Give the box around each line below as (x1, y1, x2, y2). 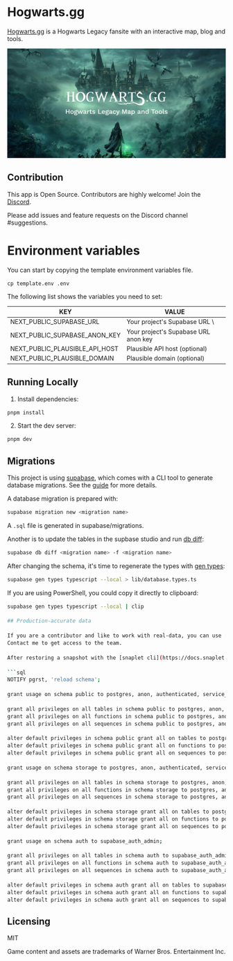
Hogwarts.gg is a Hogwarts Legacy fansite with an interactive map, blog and (7, 27, 226, 35)
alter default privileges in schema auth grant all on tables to (7, 881, 200, 889)
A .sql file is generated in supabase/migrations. (7, 521, 144, 529)
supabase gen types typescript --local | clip (7, 603, 144, 610)
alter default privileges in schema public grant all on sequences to (7, 750, 216, 757)
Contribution (7, 172, 64, 184)
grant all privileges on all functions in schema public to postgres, (7, 713, 216, 720)
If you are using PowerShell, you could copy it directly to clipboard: (7, 588, 199, 597)
